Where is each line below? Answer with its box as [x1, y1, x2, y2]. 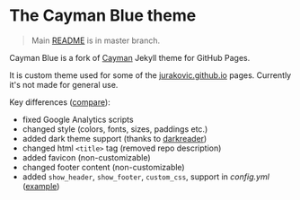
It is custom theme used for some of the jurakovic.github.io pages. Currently [9, 69, 292, 81]
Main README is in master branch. [31, 35, 161, 46]
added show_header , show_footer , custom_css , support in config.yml [22, 171, 269, 182]
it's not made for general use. [9, 79, 119, 90]
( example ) [22, 180, 60, 191]
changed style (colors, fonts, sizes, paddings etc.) [22, 123, 208, 135]
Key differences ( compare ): [9, 96, 110, 108]
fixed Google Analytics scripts [22, 114, 134, 125]
